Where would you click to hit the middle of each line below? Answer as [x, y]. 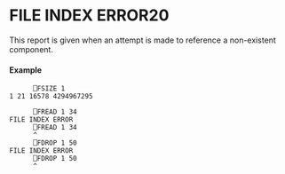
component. [31, 49]
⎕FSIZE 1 [49, 89]
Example [26, 70]
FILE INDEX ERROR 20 [89, 16]
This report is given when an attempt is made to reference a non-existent [143, 40]
